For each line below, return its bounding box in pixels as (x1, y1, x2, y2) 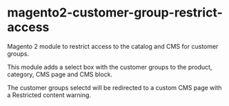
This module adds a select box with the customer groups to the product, (7, 63, 212, 71)
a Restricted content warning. (7, 91, 92, 99)
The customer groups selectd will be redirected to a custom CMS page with (7, 83, 222, 92)
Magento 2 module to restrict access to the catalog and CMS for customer (7, 42, 219, 50)
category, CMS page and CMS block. (7, 70, 112, 78)
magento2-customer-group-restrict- (7, 5, 223, 21)
